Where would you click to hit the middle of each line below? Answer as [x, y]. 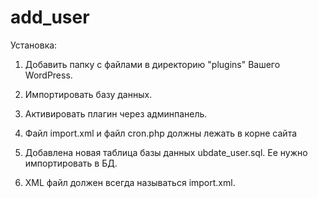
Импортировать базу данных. [88, 94]
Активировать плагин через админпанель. [116, 113]
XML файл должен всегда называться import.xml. [130, 182]
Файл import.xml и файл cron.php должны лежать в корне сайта [161, 133]
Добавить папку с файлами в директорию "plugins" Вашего [152, 64]
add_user [50, 17]
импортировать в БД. [71, 163]
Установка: [34, 45]
